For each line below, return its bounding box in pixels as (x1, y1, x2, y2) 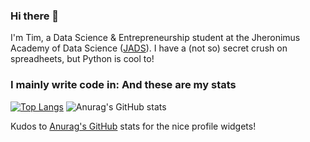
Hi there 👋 (10, 9, 60, 23)
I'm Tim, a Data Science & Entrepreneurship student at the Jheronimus (10, 32, 301, 44)
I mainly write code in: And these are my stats (10, 78, 237, 92)
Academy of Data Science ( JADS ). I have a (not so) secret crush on (10, 42, 288, 54)
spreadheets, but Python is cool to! (10, 53, 155, 65)
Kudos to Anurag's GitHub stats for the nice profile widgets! (10, 120, 257, 132)
